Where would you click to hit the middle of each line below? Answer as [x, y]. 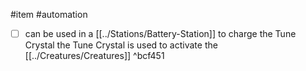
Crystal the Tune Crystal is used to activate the [121, 45]
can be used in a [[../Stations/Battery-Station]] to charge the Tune [160, 33]
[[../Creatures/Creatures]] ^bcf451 [94, 56]
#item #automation [49, 14]
